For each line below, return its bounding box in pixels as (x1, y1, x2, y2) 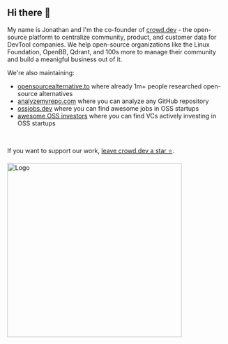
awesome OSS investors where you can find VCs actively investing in (17, 111, 217, 120)
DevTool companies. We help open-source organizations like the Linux (7, 40, 211, 49)
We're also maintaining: (7, 68, 75, 77)
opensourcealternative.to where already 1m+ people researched (17, 81, 202, 91)
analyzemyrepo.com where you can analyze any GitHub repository (17, 97, 209, 105)
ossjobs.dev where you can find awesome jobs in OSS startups (17, 104, 199, 112)
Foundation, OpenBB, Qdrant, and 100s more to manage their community (7, 47, 216, 56)
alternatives (38, 89, 73, 97)
